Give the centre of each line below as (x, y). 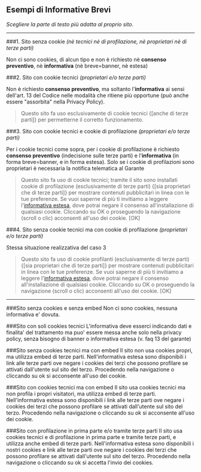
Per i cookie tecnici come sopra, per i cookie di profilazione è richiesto (93, 149)
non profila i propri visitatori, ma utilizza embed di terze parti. (81, 394)
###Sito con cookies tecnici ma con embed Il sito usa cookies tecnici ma (96, 387)
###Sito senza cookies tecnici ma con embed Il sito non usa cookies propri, (100, 350)
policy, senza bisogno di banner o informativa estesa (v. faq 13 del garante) (99, 339)
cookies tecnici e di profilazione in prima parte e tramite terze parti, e (91, 437)
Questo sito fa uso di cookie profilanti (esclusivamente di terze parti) (105, 259)
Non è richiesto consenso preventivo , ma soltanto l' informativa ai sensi (95, 89)
